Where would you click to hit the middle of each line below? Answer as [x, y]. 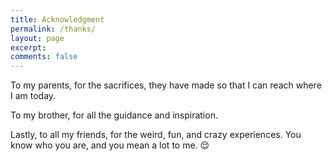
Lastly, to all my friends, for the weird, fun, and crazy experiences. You [156, 135]
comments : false [44, 57]
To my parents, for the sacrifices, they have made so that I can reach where [166, 85]
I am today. [33, 96]
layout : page [37, 38]
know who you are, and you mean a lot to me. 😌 [110, 145]
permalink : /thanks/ [53, 29]
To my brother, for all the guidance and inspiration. [114, 115]
